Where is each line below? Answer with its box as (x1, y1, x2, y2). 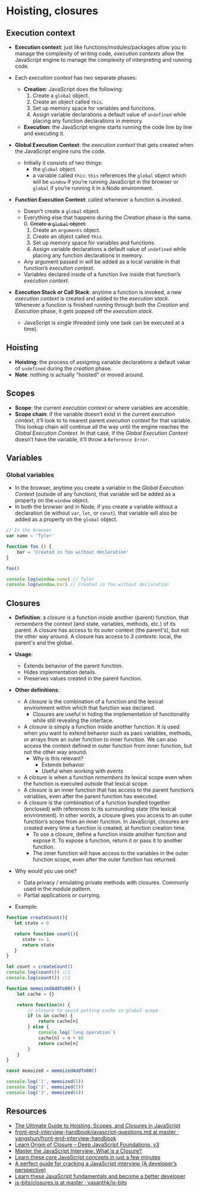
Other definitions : (14, 686, 60, 694)
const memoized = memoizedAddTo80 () (6, 1068, 97, 1074)
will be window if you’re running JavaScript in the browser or (32, 178, 179, 185)
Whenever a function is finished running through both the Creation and (14, 302, 189, 308)
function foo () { (6, 544, 52, 550)
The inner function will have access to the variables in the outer (32, 849, 189, 857)
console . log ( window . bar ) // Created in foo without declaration (6, 582, 169, 588)
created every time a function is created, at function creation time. (23, 824, 186, 832)
